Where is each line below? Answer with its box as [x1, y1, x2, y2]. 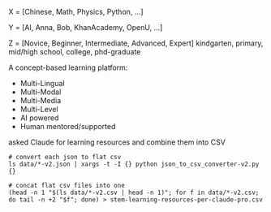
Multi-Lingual [19, 79, 65, 88]
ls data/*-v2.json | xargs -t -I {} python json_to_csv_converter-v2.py [8, 160, 260, 168]
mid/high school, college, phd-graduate [8, 47, 141, 56]
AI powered [19, 113, 59, 123]
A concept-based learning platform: [8, 63, 128, 72]
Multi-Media [19, 96, 62, 105]
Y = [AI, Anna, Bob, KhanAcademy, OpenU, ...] [8, 23, 163, 32]
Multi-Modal [19, 87, 62, 97]
